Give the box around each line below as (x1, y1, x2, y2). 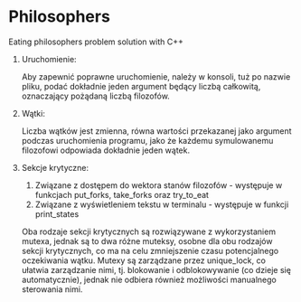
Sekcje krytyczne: (21, 162, 89, 173)
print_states (34, 208, 80, 219)
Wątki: (21, 108, 46, 118)
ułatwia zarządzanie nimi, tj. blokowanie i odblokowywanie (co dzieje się (21, 264, 291, 275)
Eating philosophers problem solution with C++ (8, 36, 184, 47)
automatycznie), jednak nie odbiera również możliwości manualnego (21, 274, 277, 285)
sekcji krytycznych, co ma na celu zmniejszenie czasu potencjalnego (21, 245, 279, 256)
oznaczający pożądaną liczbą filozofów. (21, 90, 171, 101)
